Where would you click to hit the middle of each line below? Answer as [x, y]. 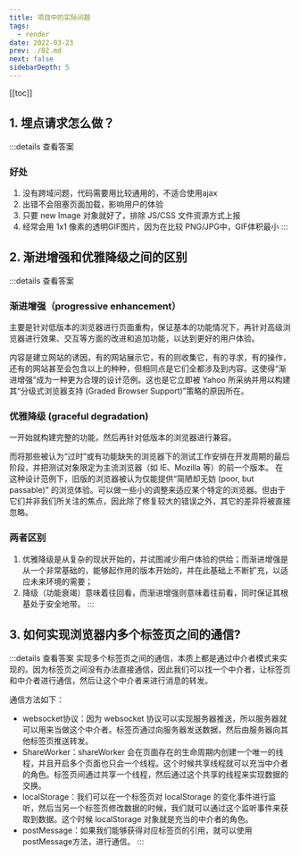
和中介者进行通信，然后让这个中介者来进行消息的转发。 [111, 680]
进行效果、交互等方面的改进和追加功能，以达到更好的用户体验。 [142, 339]
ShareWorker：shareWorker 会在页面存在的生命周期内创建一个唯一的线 [153, 751]
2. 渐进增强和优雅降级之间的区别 [98, 257]
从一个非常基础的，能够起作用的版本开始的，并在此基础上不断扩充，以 [151, 570]
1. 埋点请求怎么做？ [62, 123]
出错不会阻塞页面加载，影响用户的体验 [92, 204]
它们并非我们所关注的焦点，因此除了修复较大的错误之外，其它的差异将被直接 [150, 501]
